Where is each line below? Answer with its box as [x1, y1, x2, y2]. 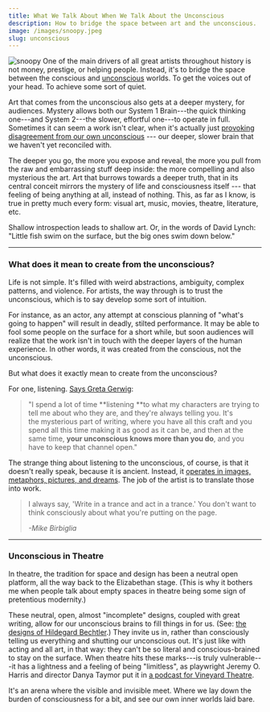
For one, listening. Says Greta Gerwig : [8, 384, 134, 393]
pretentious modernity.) [8, 595, 87, 604]
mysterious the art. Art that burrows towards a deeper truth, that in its [8, 173, 239, 183]
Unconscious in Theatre [8, 550, 104, 562]
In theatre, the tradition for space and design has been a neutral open [8, 569, 239, 578]
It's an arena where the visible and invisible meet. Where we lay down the [8, 685, 252, 695]
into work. [8, 484, 42, 493]
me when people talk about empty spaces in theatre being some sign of [8, 586, 247, 595]
